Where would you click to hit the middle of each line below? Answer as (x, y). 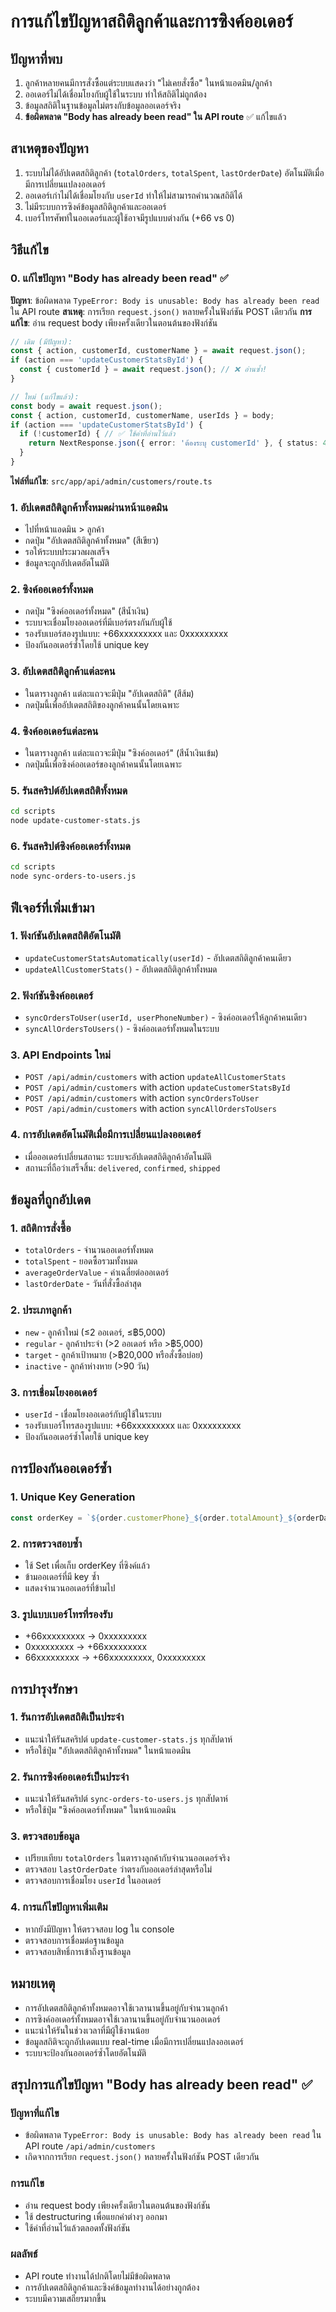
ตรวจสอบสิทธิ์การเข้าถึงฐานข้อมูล (78, 1951)
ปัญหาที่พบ (36, 58)
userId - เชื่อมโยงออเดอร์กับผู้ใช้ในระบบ (93, 1414)
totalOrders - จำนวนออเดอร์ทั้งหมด (89, 1250)
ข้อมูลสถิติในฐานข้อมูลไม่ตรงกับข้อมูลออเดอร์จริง (103, 105)
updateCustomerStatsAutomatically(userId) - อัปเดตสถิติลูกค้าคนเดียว (158, 957)
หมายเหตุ (33, 1983)
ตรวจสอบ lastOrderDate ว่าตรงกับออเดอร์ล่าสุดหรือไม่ (118, 1869)
